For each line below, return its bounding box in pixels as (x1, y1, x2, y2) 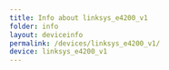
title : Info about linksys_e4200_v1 (9, 13, 148, 23)
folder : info (9, 22, 59, 31)
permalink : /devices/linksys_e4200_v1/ (9, 38, 161, 48)
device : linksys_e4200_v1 (9, 47, 107, 56)
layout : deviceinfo (9, 30, 84, 39)
